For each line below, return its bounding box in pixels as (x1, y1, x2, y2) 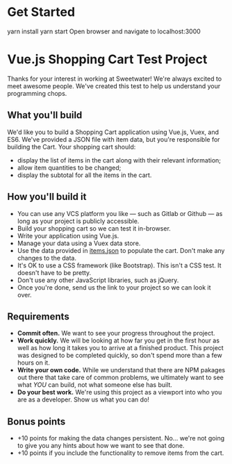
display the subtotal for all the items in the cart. (17, 171, 152, 179)
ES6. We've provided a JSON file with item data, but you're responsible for (7, 135, 220, 143)
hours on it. (17, 358, 50, 367)
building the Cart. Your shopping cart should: (7, 142, 136, 151)
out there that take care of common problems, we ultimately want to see (17, 373, 224, 382)
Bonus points (7, 415, 66, 427)
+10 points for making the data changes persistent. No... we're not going (17, 434, 225, 442)
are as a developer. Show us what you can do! (17, 395, 149, 404)
